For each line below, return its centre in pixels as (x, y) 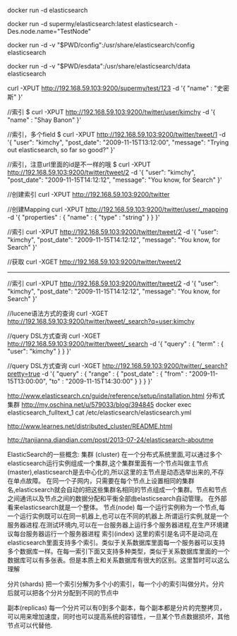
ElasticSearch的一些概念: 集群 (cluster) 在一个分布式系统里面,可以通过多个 (115, 454)
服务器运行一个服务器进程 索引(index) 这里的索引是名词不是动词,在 (122, 534)
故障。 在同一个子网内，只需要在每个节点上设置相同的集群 (110, 481)
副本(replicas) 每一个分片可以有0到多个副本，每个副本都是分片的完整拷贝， (116, 608)
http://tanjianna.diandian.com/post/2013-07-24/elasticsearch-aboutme (110, 440)
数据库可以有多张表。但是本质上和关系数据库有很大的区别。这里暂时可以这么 (119, 560)
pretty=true (24, 374)
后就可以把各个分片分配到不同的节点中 (63, 593)
